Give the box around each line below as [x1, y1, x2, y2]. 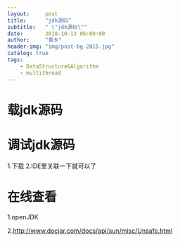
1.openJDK [7, 212, 39, 221]
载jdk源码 [7, 102, 63, 118]
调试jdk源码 [7, 137, 75, 152]
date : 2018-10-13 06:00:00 [7, 30, 105, 37]
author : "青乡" [7, 37, 63, 44]
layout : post [7, 10, 58, 18]
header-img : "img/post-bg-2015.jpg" [7, 43, 115, 50]
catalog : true [7, 50, 49, 57]
